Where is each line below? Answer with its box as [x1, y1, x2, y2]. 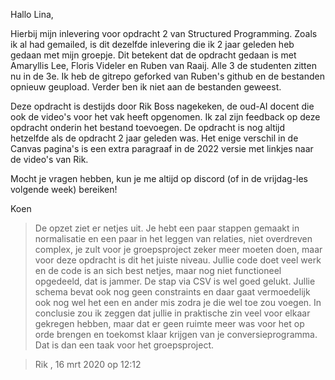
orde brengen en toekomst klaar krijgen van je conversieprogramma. [34, 329, 318, 340]
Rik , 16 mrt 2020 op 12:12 [34, 359, 142, 370]
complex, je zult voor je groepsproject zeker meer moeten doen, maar [34, 244, 323, 255]
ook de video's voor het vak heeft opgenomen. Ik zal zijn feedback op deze [10, 111, 321, 123]
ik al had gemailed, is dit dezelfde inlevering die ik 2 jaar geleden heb [10, 39, 295, 50]
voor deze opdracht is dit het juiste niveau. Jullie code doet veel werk [34, 254, 322, 266]
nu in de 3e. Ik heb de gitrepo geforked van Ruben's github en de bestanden [10, 70, 325, 82]
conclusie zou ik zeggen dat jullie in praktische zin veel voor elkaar [34, 307, 311, 319]
